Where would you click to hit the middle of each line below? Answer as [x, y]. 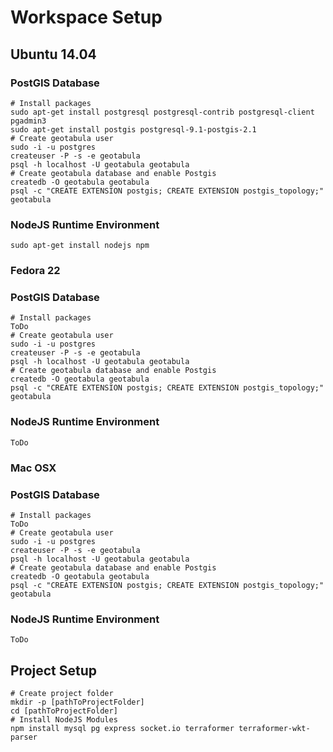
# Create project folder [62, 694]
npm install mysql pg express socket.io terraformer [122, 729]
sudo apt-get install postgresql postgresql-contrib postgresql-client [162, 112]
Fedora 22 [35, 271]
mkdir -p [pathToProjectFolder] [77, 702]
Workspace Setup [86, 17]
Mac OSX [33, 468]
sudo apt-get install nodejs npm [80, 246]
